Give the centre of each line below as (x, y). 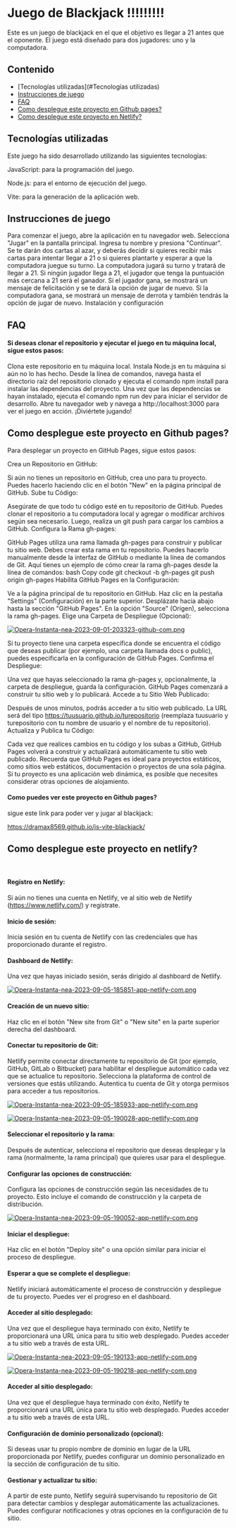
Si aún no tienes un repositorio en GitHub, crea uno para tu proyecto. (107, 478)
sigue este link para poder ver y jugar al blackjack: (80, 813)
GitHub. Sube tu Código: (43, 492)
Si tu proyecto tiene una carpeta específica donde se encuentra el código (114, 643)
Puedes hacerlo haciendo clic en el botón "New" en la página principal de (114, 485)
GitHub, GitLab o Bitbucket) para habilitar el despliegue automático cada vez (118, 1068)
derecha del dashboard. (42, 1029)
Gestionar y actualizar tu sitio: (52, 1480)
